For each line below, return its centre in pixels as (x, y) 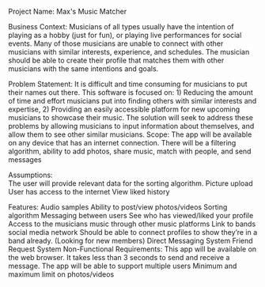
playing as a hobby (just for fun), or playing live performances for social (125, 35)
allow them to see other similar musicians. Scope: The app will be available (130, 134)
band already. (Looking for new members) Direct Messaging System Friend (131, 241)
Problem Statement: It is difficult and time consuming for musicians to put (128, 84)
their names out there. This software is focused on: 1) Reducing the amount (131, 93)
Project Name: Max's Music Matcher (68, 11)
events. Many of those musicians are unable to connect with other (116, 43)
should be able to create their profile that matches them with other (116, 60)
